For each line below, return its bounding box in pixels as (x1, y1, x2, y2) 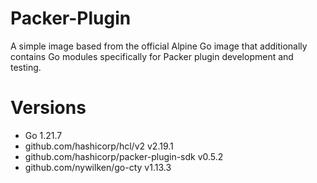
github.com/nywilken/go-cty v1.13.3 (24, 161, 172, 173)
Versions (10, 97, 87, 119)
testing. (10, 61, 42, 73)
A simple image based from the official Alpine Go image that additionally (10, 40, 308, 52)
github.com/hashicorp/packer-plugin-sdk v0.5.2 (24, 150, 224, 162)
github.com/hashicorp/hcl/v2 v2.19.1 (24, 140, 174, 152)
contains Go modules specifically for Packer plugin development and (10, 50, 294, 62)
